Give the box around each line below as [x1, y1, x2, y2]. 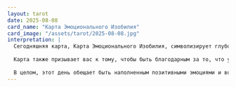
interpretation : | [7, 36, 61, 43]
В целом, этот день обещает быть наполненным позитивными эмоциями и [13, 69, 221, 76]
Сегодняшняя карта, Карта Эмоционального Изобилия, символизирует [13, 43, 212, 50]
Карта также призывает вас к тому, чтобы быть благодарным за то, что [13, 56, 225, 63]
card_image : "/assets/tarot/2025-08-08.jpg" [7, 29, 140, 37]
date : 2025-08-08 [7, 17, 58, 24]
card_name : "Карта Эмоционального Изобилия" [7, 23, 140, 30]
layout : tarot [7, 10, 49, 18]
